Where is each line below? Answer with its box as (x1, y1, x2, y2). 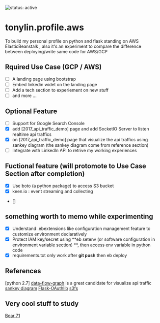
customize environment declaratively (12, 231, 87, 237)
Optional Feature (5, 107, 57, 116)
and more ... (12, 93, 37, 98)
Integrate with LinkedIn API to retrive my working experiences (12, 148, 137, 153)
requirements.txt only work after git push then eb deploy (12, 252, 127, 258)
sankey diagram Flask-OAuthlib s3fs (5, 285, 79, 291)
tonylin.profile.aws (5, 22, 84, 33)
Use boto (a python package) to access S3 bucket (12, 183, 114, 189)
